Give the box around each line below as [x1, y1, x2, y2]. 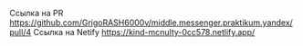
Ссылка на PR [9, 8, 64, 18]
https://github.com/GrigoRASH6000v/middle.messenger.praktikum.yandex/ [9, 17, 294, 28]
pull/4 [9, 27, 32, 37]
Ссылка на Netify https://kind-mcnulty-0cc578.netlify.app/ [33, 27, 256, 37]
